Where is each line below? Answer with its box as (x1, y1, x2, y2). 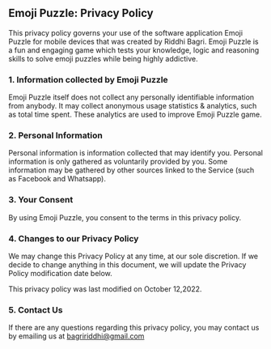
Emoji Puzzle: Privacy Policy (8, 6, 154, 20)
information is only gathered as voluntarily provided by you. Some (8, 157, 228, 167)
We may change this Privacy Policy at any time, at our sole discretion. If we (8, 251, 259, 261)
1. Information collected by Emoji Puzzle (8, 74, 168, 85)
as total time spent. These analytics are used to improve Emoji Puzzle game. (8, 109, 262, 120)
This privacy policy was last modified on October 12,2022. (8, 284, 202, 294)
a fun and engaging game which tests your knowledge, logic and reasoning (8, 45, 260, 55)
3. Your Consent (8, 194, 74, 206)
